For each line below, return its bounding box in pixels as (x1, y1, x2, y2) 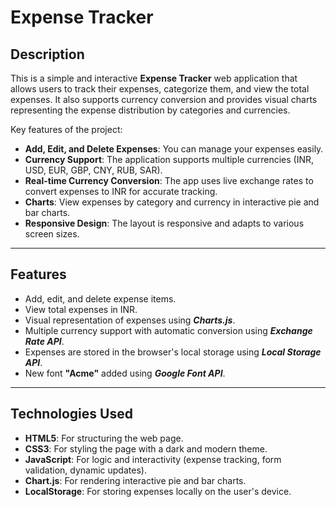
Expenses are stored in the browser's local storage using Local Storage (24, 346, 322, 358)
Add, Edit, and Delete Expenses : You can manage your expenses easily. (24, 143, 324, 155)
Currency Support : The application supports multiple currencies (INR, (24, 154, 314, 165)
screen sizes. (24, 228, 80, 240)
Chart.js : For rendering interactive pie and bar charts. (24, 474, 247, 486)
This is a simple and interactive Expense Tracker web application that (10, 72, 298, 84)
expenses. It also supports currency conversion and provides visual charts (10, 94, 318, 105)
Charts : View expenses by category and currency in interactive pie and (24, 196, 320, 208)
